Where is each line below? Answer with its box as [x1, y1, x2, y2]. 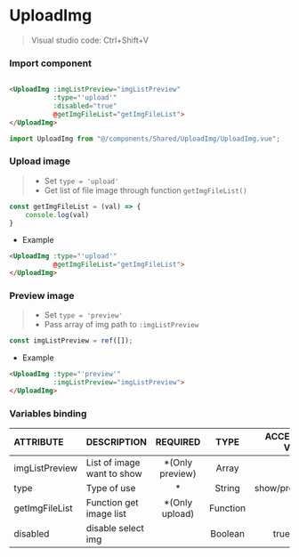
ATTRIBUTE [13, 436, 64, 448]
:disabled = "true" [53, 101, 117, 110]
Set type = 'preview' [44, 310, 123, 320]
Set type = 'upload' [44, 175, 119, 186]
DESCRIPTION [85, 436, 147, 448]
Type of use [85, 482, 136, 495]
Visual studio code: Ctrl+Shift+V [30, 35, 149, 45]
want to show [85, 468, 142, 480]
